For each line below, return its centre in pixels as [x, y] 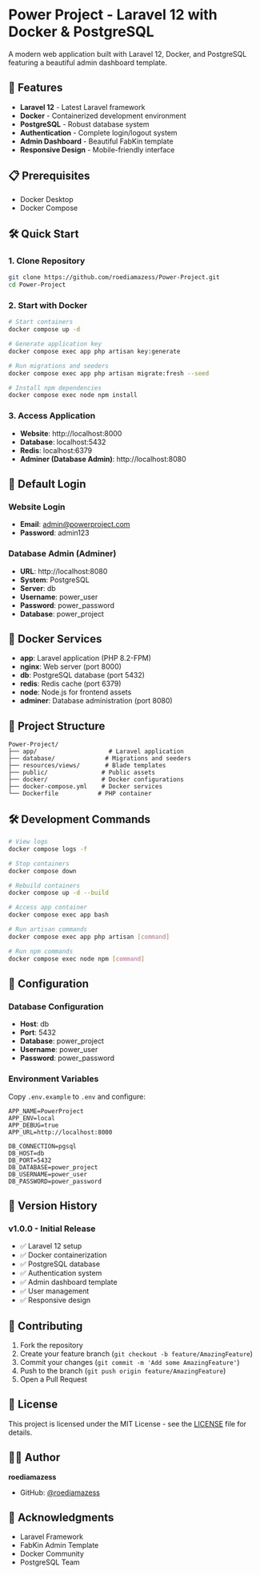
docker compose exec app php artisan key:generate [94, 351]
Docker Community [52, 1554]
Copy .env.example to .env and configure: [77, 1096]
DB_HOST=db [26, 1153]
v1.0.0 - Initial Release [52, 1229]
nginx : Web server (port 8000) [71, 666]
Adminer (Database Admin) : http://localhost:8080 [103, 459]
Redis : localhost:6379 [56, 450]
